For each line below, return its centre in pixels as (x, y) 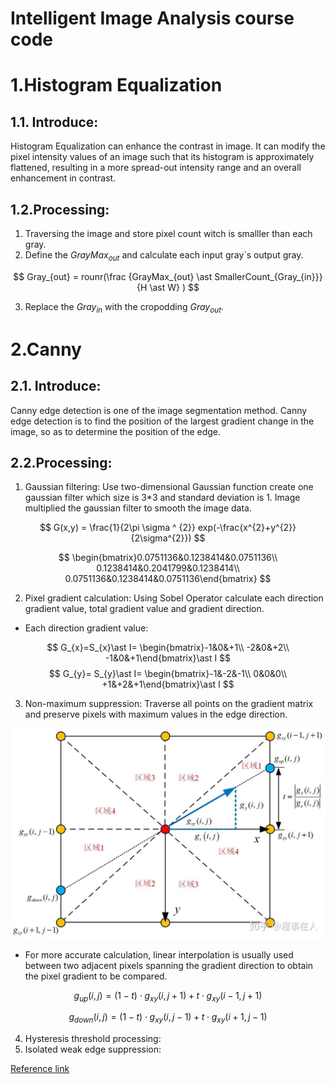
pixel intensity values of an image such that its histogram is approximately (162, 157)
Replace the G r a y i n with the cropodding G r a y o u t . (124, 307)
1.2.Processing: (60, 209)
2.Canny (46, 349)
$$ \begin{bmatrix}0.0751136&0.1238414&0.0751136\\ (168, 558)
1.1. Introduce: (54, 122)
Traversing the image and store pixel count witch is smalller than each (168, 233)
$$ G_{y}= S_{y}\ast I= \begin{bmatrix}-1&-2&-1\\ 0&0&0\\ (168, 674)
